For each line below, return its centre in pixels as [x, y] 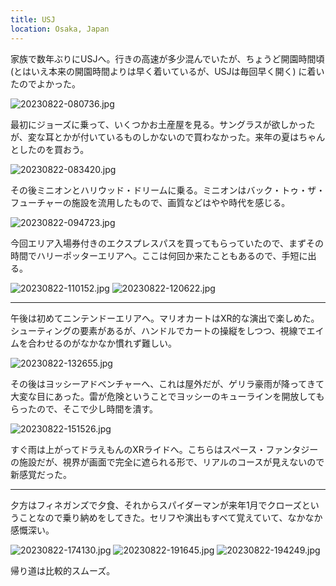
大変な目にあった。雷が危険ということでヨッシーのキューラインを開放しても [167, 396]
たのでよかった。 [45, 83]
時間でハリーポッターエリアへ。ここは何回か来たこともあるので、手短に [159, 255]
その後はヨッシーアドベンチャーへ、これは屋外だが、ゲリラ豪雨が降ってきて [167, 383]
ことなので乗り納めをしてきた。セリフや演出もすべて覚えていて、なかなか [170, 517]
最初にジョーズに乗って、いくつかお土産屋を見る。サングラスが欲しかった [163, 124]
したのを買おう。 [54, 149]
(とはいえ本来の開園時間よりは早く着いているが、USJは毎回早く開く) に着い [167, 71]
